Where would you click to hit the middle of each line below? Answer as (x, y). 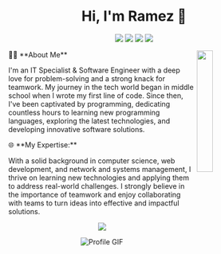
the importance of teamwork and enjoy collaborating (95, 194)
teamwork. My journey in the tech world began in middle (101, 87)
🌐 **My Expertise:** (43, 145)
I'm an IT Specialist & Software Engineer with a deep (95, 70)
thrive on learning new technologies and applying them (99, 178)
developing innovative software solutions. (77, 129)
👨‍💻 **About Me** (38, 54)
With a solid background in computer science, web (92, 160)
